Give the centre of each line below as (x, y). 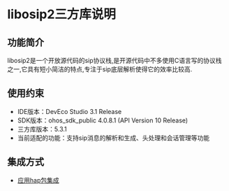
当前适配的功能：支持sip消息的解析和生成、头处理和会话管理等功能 (113, 138)
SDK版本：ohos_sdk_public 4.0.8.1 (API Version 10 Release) (103, 120)
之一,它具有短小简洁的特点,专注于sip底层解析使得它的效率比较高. (100, 69)
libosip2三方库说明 (62, 14)
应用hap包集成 (38, 180)
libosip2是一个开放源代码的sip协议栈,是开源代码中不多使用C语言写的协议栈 (114, 61)
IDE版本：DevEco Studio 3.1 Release (69, 111)
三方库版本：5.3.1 (42, 129)
